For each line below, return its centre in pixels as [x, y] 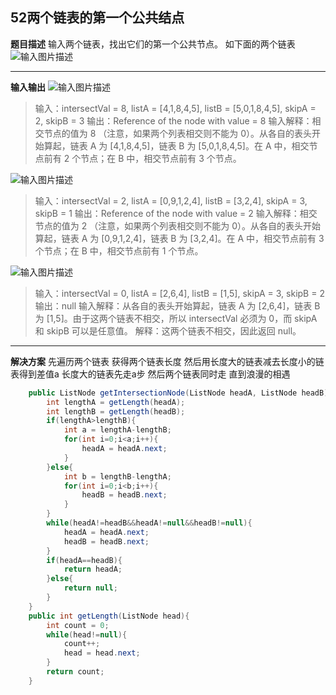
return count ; [75, 672]
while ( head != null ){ [87, 634]
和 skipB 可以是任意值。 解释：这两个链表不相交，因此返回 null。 [168, 330]
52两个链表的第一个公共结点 [97, 18]
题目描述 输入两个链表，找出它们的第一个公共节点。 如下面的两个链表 [153, 44]
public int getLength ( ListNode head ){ [109, 616]
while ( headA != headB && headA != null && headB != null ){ [149, 523]
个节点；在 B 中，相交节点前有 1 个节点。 [119, 250]
